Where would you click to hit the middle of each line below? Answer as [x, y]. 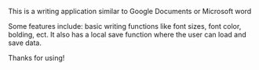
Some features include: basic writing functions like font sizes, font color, [125, 26]
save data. [25, 43]
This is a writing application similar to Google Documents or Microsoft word [130, 11]
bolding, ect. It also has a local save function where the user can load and [127, 35]
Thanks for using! [36, 58]
